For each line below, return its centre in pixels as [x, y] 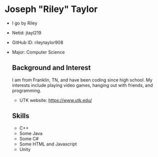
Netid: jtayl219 [26, 32]
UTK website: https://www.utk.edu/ [55, 100]
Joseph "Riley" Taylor [51, 9]
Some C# [29, 138]
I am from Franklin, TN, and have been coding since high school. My [82, 80]
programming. [26, 90]
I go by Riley [25, 23]
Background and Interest [51, 68]
